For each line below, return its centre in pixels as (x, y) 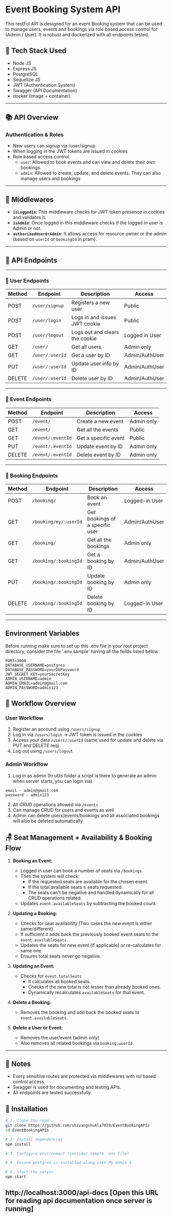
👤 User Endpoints (27, 280)
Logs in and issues (94, 317)
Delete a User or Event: (38, 1027)
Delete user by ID (92, 379)
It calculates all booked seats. (59, 981)
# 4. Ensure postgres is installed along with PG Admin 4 (68, 1163)
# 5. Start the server (29, 1172)
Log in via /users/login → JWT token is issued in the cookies (77, 735)
